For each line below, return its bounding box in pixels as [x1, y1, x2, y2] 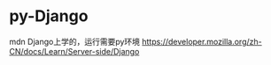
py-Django [9, 6, 89, 26]
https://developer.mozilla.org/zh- [141, 36, 263, 47]
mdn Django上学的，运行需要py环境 [9, 36, 140, 47]
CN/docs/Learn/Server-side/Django [9, 46, 140, 56]
